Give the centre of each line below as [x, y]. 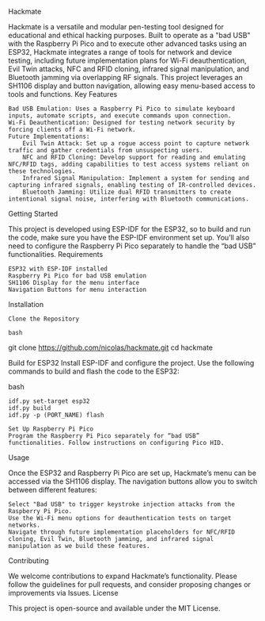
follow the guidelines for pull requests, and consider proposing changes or [130, 585]
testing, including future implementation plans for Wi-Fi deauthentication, [127, 60]
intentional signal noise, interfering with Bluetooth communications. [129, 199]
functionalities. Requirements [56, 254]
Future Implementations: [49, 136]
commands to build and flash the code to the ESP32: [94, 371]
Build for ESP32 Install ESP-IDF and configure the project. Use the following [131, 363]
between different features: [53, 490]
